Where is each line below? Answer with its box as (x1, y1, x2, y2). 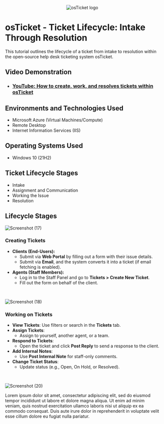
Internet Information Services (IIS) (12, 128, 81, 134)
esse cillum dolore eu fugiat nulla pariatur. (5, 413, 90, 420)
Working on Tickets (5, 311, 53, 318)
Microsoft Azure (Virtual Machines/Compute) (12, 117, 103, 123)
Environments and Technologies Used (5, 104, 124, 113)
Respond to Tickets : (12, 338, 54, 344)
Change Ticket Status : (12, 359, 59, 365)
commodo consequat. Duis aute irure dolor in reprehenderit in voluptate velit (5, 408, 159, 414)
